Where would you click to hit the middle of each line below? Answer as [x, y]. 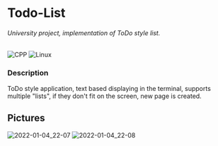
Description [28, 73]
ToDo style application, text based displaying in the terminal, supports [109, 88]
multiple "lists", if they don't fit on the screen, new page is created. [104, 96]
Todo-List [36, 13]
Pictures [26, 118]
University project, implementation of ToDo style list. [84, 32]
